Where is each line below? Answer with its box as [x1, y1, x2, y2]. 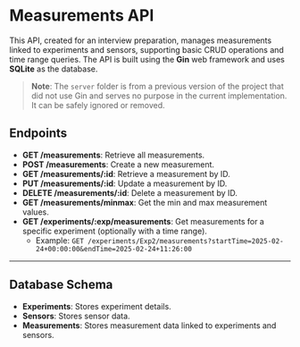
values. [21, 207, 49, 217]
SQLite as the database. [9, 63, 98, 74]
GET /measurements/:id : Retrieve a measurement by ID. [21, 168, 230, 179]
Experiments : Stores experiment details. [21, 300, 171, 311]
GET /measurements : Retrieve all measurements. [21, 149, 205, 160]
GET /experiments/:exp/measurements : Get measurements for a [21, 216, 265, 226]
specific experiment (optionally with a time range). [21, 225, 208, 236]
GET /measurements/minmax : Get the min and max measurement [21, 197, 268, 207]
